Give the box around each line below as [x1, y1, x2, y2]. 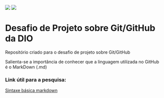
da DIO [5, 33, 34, 44]
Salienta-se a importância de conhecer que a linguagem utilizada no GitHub [5, 59, 160, 65]
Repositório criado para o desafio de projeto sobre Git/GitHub [5, 49, 130, 55]
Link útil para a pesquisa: [5, 76, 67, 83]
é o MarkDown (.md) [5, 64, 47, 70]
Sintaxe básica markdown [5, 88, 58, 94]
